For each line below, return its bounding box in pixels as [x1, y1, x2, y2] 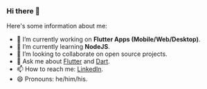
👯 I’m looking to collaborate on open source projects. [16, 50, 168, 58]
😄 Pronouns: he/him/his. [16, 75, 88, 83]
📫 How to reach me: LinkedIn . [16, 65, 104, 73]
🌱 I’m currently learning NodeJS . [16, 43, 110, 51]
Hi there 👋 [6, 6, 41, 16]
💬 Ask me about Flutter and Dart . [16, 57, 110, 66]
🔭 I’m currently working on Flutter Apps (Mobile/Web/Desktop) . [16, 35, 201, 43]
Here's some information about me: [6, 22, 108, 30]
